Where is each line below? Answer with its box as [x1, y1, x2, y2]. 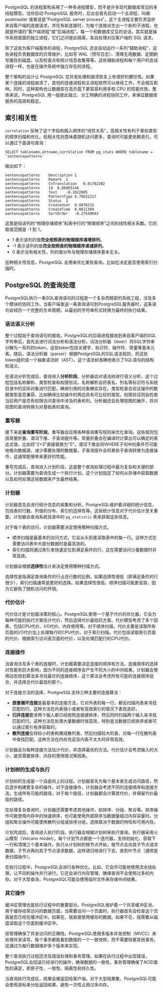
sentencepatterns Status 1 [5, 198, 68, 203]
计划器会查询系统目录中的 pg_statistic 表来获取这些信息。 [13, 514, 131, 519]
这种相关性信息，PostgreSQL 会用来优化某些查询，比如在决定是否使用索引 [5, 259, 154, 265]
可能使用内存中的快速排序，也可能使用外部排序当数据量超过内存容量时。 [9, 813, 154, 819]
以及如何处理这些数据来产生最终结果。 [5, 476, 81, 482]
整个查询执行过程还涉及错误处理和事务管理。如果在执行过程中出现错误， [5, 953, 149, 959]
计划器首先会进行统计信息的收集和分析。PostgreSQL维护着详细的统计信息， [5, 501, 157, 507]
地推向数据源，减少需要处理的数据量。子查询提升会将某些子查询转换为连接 [5, 448, 154, 454]
